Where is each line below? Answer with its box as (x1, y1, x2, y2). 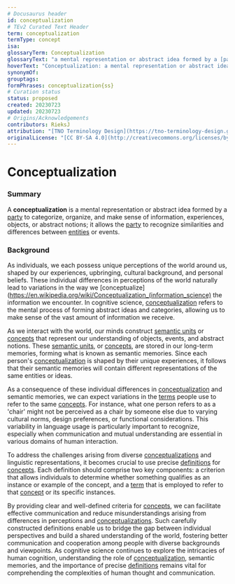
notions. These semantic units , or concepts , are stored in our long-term (7, 341, 213, 351)
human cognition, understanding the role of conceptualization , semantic (7, 554, 215, 562)
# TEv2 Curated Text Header (7, 23, 90, 30)
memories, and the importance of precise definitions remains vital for (7, 562, 206, 570)
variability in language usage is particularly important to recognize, (7, 422, 200, 431)
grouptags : (7, 75, 39, 83)
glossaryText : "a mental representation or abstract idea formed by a (7, 56, 218, 63)
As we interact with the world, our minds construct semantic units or (7, 327, 204, 335)
